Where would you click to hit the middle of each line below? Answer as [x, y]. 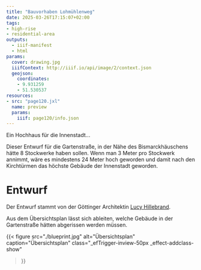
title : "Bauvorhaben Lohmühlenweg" [51, 12]
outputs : [17, 40]
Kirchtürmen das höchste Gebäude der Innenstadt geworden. [82, 166]
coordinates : [33, 79]
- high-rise [21, 29]
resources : [20, 96]
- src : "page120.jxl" [33, 101]
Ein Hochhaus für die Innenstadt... [48, 135]
